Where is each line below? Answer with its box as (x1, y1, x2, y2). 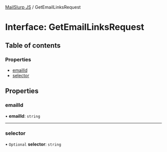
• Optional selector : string (5, 141, 61, 147)
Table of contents (5, 41, 61, 50)
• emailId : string (5, 113, 41, 119)
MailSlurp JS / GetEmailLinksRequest (5, 4, 81, 10)
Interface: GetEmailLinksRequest (5, 22, 145, 33)
